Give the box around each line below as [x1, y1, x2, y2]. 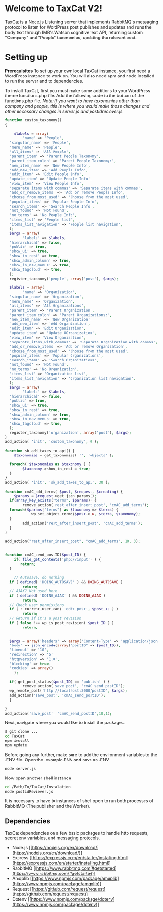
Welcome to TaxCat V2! [5, 3, 103, 14]
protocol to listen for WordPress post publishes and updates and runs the [5, 24, 152, 30]
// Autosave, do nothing [14, 575, 64, 580]
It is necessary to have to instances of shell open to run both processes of [5, 798, 154, 804]
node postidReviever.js [5, 789, 54, 794]
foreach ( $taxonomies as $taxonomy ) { [9, 462, 91, 467]
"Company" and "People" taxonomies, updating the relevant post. [5, 35, 137, 40]
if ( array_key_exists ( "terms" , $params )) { [9, 498, 97, 503]
